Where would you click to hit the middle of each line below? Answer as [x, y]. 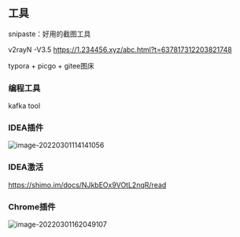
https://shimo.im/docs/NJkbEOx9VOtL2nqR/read [87, 185]
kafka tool [24, 106]
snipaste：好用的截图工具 [50, 34]
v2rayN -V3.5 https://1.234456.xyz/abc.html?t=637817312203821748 [120, 50]
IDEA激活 [26, 167]
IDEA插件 [26, 128]
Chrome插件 [32, 206]
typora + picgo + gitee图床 [51, 65]
